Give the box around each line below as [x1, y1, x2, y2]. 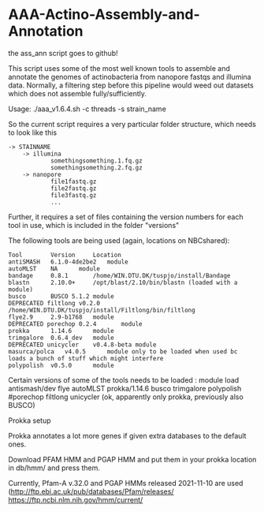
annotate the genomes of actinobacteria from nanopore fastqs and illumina [8, 72, 251, 81]
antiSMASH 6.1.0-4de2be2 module [8, 258, 128, 266]
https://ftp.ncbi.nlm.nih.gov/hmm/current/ [8, 495, 143, 504]
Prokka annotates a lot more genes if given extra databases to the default [8, 431, 247, 440]
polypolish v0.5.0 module [8, 361, 114, 369]
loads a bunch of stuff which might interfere [8, 354, 164, 362]
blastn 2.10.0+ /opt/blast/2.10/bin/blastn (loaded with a [8, 278, 238, 286]
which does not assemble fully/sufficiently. [8, 88, 147, 98]
